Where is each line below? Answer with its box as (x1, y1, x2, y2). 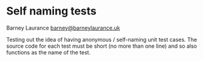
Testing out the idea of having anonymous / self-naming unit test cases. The (6, 36, 198, 43)
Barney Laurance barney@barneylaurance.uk (6, 24, 120, 31)
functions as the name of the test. (6, 48, 91, 56)
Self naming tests (6, 4, 97, 18)
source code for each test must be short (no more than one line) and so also (6, 42, 198, 50)
